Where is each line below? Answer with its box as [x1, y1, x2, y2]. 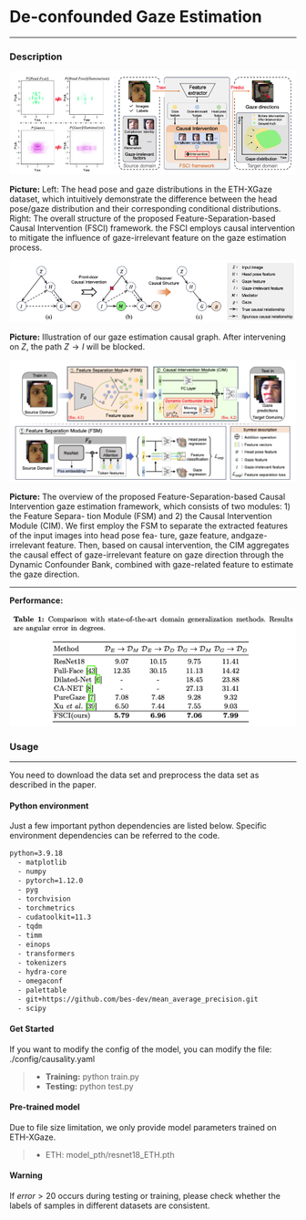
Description [9, 50, 63, 63]
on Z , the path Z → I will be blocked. [9, 340, 146, 352]
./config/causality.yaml [9, 1053, 96, 1064]
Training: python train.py [45, 1070, 139, 1082]
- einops [17, 940, 51, 950]
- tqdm [17, 922, 43, 932]
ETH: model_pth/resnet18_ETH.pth [45, 1149, 175, 1160]
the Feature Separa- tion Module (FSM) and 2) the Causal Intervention [9, 511, 272, 522]
